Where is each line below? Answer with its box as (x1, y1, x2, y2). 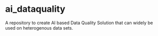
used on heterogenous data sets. (5, 25, 73, 31)
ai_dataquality (5, 3, 65, 15)
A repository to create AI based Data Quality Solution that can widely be (5, 20, 153, 26)
